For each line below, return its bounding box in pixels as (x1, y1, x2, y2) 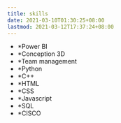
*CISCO (17, 109, 41, 117)
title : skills (7, 10, 49, 17)
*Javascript (17, 94, 52, 103)
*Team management (17, 57, 77, 66)
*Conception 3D (17, 50, 65, 58)
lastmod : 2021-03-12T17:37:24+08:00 (7, 23, 114, 30)
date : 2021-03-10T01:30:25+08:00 (7, 17, 105, 24)
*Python (17, 64, 43, 73)
